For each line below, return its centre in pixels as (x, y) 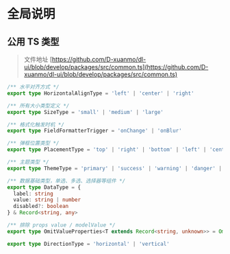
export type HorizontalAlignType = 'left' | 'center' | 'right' (101, 93)
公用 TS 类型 (33, 42)
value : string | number (47, 200)
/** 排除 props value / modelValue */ (61, 225)
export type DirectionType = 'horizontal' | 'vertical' (88, 244)
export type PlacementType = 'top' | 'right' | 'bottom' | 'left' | (107, 150)
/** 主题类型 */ (28, 162)
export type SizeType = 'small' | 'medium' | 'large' (86, 112)
